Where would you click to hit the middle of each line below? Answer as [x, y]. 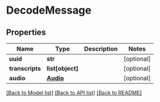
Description [101, 49]
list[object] [63, 68]
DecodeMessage [49, 10]
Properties [26, 32]
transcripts [25, 68]
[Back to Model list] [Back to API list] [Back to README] [74, 93]
